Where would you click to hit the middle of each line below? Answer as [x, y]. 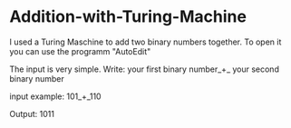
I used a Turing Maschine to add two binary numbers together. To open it [145, 42]
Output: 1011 [32, 113]
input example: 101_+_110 [55, 96]
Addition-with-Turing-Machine [128, 17]
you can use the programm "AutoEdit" [80, 51]
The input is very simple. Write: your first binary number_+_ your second [144, 69]
